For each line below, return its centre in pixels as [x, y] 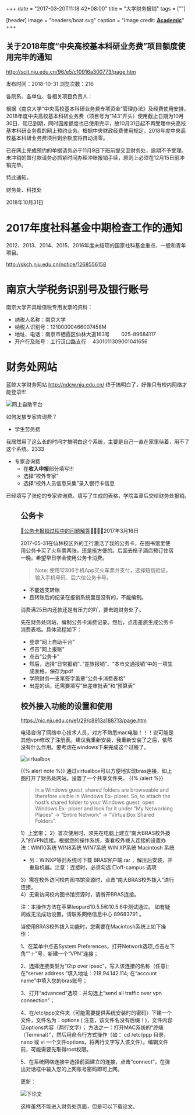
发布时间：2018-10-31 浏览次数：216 [50, 84]
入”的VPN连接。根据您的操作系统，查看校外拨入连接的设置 [91, 840]
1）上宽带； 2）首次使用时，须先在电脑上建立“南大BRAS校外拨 [95, 833]
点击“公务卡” [44, 657]
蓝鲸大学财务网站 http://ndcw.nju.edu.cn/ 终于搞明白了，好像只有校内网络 [94, 384]
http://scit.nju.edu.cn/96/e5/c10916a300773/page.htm [71, 71]
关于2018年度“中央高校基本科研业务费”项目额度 [92, 46]
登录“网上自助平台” [52, 642]
